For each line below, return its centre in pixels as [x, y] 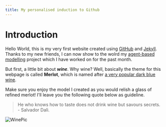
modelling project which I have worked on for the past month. [69, 59]
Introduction [32, 34]
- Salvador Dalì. [34, 110]
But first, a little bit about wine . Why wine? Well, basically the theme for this [83, 69]
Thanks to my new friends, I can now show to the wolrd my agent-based [80, 54]
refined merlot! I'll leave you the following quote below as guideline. [75, 95]
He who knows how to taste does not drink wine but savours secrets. [89, 104]
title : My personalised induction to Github [52, 10]
